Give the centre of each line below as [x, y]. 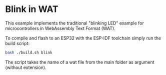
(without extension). [26, 67]
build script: [17, 43]
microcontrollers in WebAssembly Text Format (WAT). [60, 28]
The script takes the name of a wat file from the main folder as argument [80, 62]
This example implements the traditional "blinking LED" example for [74, 23]
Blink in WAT [32, 9]
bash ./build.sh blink [29, 52]
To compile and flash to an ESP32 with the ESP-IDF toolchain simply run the [83, 38]
